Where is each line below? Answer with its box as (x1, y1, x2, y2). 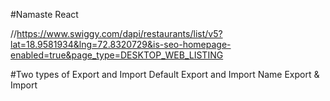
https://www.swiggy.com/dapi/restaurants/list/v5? (16, 28, 223, 39)
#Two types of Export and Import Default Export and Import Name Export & (10, 69, 320, 80)
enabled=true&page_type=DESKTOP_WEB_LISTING (10, 49, 224, 61)
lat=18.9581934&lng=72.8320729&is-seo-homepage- (10, 39, 232, 50)
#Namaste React (10, 9, 79, 20)
